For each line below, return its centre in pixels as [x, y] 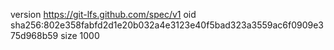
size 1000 [80, 35]
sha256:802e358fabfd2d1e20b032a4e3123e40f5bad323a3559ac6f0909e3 [167, 25]
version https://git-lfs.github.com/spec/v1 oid [103, 14]
